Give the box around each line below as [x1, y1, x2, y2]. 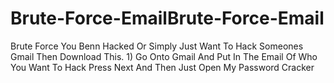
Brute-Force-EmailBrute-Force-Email [10, 7, 325, 30]
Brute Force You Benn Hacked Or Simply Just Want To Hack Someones [10, 40, 304, 52]
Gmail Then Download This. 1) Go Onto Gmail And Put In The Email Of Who [10, 50, 318, 62]
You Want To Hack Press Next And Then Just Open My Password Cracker [10, 61, 315, 73]
